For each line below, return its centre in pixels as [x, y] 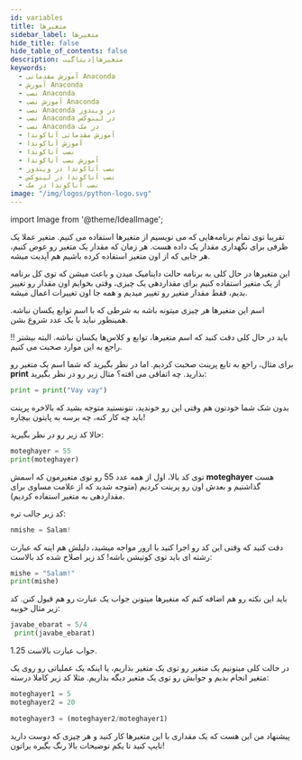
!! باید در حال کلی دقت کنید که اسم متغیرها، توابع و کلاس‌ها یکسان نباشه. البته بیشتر [149, 337]
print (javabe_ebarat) [55, 633]
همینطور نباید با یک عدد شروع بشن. [69, 320]
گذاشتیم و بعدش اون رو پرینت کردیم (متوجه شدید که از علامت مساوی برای [135, 486]
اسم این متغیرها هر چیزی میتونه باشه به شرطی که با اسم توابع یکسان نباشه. [137, 310]
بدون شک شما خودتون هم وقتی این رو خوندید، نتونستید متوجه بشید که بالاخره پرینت [150, 407]
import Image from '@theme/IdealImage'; [87, 219]
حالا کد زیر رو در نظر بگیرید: [57, 435]
